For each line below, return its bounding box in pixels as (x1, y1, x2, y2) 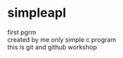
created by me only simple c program (7, 35, 117, 43)
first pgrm (7, 28, 37, 36)
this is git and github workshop (7, 43, 98, 51)
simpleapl (7, 5, 66, 21)
